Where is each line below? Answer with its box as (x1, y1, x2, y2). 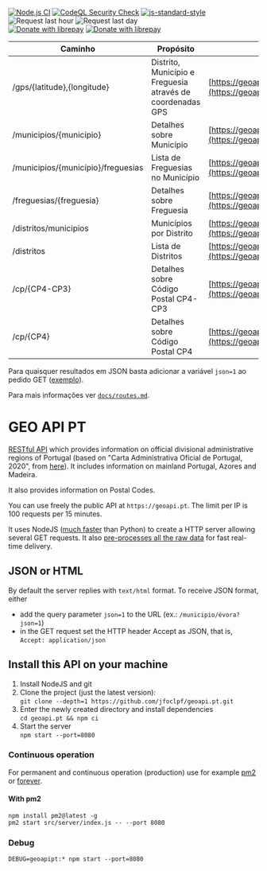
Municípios (150, 218, 192, 228)
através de (150, 87, 191, 97)
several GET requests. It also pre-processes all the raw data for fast (8, 533, 230, 542)
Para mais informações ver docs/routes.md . (8, 391, 150, 399)
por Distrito (150, 227, 193, 239)
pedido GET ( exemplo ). (8, 375, 84, 384)
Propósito (157, 44, 195, 54)
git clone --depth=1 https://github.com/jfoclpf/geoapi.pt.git (19, 697, 234, 706)
